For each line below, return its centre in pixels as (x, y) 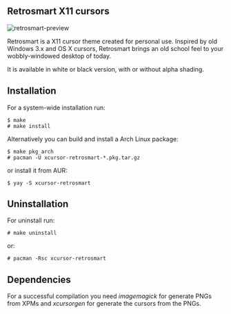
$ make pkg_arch (30, 151)
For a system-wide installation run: (56, 107)
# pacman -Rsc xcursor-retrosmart (57, 259)
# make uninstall (32, 233)
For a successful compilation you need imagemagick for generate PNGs (110, 296)
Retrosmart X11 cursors (58, 11)
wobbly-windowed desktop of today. (59, 56)
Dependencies (39, 279)
